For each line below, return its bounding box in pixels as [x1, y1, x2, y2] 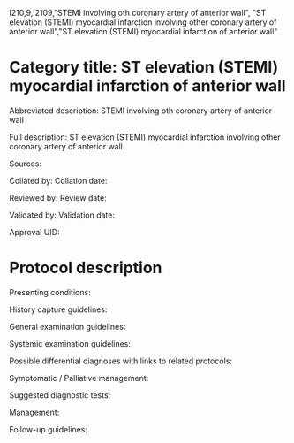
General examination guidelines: [9, 321, 126, 332]
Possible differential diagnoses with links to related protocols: [9, 355, 232, 366]
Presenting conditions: [9, 286, 91, 297]
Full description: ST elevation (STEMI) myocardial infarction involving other [9, 132, 281, 142]
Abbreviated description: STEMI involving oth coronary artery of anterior [9, 105, 273, 116]
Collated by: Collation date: [9, 175, 108, 186]
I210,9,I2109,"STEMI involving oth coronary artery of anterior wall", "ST [9, 8, 267, 18]
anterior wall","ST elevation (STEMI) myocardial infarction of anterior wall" [9, 27, 278, 36]
